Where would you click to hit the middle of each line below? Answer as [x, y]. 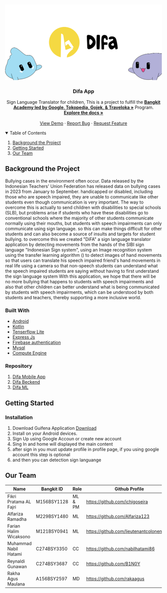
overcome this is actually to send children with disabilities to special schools [83, 207]
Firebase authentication [37, 343]
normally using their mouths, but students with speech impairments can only [83, 223]
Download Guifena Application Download [54, 428]
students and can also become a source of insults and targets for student [80, 234]
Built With [17, 310]
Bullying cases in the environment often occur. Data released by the [75, 181]
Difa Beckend [26, 382]
